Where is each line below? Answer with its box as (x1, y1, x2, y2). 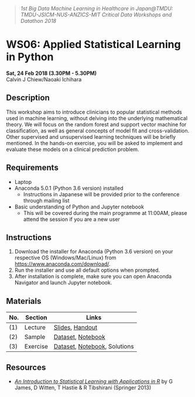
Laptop (14, 178, 32, 185)
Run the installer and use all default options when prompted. (14, 266, 160, 274)
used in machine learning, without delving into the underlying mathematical (6, 114, 188, 122)
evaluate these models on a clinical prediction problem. (6, 146, 139, 153)
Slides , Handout (53, 323, 98, 331)
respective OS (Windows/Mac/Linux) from (14, 254, 117, 261)
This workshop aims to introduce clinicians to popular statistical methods (6, 108, 183, 115)
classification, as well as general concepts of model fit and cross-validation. (6, 127, 190, 134)
